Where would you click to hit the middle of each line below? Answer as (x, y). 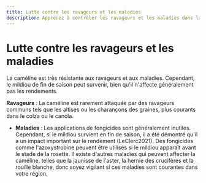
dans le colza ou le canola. (40, 116)
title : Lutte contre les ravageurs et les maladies (74, 12)
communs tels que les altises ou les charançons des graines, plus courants (101, 110)
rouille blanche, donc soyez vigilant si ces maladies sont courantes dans (106, 167)
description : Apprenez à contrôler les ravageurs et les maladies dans (100, 18)
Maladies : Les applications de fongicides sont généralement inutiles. (103, 128)
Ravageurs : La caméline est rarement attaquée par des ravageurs (90, 103)
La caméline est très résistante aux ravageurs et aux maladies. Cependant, (101, 78)
